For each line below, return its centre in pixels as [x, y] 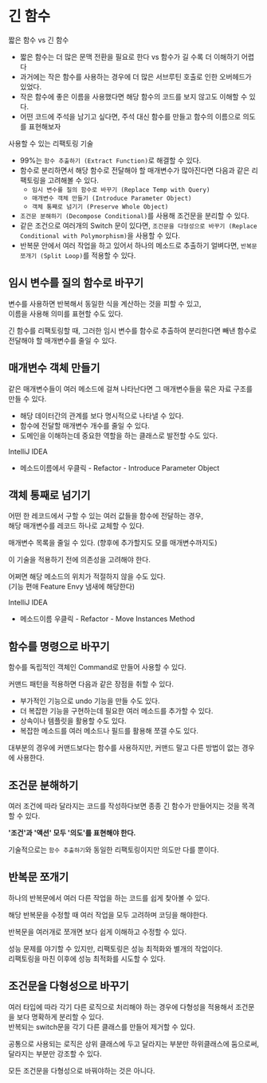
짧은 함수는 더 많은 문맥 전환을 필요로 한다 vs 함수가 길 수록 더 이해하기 [130, 57]
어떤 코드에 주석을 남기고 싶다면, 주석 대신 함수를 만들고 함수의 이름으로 [130, 116]
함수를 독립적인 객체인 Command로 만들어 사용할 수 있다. [98, 667]
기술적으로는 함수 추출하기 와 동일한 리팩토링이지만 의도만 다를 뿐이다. [114, 850]
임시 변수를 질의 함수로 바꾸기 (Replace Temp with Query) [121, 190]
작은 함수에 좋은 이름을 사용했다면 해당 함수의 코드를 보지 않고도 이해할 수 [133, 96]
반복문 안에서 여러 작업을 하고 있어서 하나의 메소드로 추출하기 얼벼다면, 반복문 [138, 245]
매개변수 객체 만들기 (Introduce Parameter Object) [112, 198]
